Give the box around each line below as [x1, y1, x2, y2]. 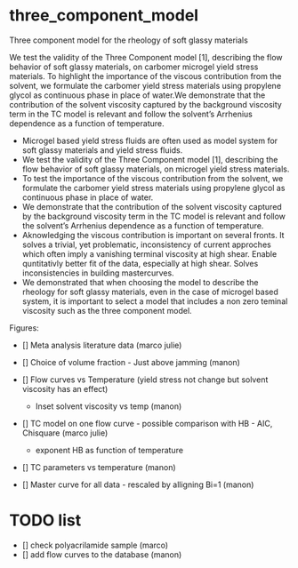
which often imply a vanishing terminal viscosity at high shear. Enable [21, 248, 278, 259]
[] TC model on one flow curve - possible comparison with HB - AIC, [21, 418, 273, 428]
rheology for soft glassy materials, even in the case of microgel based [21, 286, 278, 297]
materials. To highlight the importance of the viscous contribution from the [9, 70, 282, 81]
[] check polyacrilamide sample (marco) [21, 540, 169, 550]
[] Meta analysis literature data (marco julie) [21, 340, 182, 350]
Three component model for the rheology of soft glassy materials [9, 35, 249, 45]
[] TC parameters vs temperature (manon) [21, 461, 176, 472]
